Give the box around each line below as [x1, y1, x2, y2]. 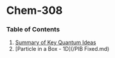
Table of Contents [6, 25, 61, 34]
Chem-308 [6, 4, 63, 18]
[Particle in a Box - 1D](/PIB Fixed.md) [15, 45, 110, 53]
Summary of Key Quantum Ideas [15, 39, 96, 46]
